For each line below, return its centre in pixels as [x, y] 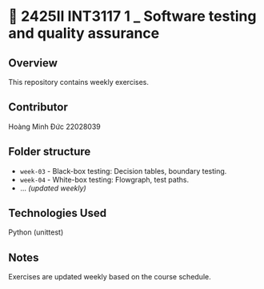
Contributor [38, 107]
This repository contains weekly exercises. [79, 82]
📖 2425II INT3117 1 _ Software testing [132, 16]
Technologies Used [57, 213]
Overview [33, 63]
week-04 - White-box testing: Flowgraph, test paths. [104, 179]
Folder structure [50, 152]
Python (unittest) [36, 232]
